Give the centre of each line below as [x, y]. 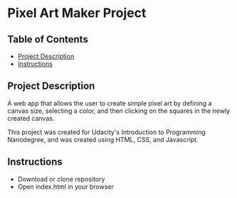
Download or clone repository [61, 179]
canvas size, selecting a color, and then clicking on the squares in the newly [118, 111]
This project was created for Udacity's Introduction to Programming [107, 132]
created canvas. [31, 118]
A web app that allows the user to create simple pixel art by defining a [110, 103]
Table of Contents [48, 39]
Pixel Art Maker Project [77, 13]
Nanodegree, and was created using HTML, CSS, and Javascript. [103, 139]
